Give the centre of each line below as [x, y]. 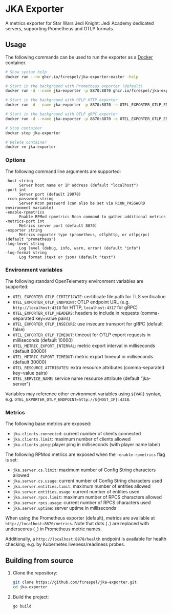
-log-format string [26, 253]
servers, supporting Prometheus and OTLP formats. [60, 28]
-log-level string [25, 244]
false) [19, 329]
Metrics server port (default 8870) [58, 226]
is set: [12, 460]
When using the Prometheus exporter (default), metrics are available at [80, 518]
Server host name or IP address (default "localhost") [79, 185]
